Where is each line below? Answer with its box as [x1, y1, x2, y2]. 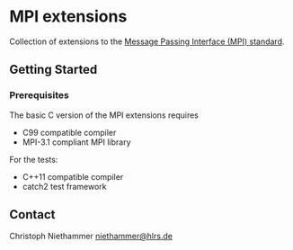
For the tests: [9, 154, 58, 165]
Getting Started [9, 62, 98, 77]
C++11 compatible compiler [22, 171, 124, 182]
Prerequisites [9, 89, 69, 102]
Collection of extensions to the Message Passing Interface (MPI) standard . [9, 36, 285, 47]
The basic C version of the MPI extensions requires [9, 110, 200, 121]
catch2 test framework [22, 181, 107, 192]
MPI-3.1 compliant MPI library [22, 137, 132, 147]
